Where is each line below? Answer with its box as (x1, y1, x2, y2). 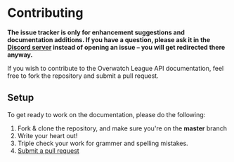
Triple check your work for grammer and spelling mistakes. (17, 139, 188, 147)
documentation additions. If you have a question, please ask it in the (7, 35, 211, 43)
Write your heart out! (17, 131, 78, 140)
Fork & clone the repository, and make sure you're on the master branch (17, 124, 227, 133)
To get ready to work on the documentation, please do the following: (7, 110, 206, 119)
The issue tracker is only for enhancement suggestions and (7, 28, 185, 36)
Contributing (7, 5, 84, 21)
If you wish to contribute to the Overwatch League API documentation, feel (7, 64, 224, 72)
